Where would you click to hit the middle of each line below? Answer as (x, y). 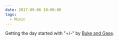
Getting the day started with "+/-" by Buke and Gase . (60, 33)
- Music (18, 19)
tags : (11, 14)
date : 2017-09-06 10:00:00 (33, 10)
